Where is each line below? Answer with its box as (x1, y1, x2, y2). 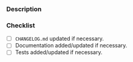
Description (6, 5, 42, 13)
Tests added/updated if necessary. (15, 49, 103, 56)
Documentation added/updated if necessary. (15, 42, 128, 49)
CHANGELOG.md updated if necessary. (15, 35, 104, 43)
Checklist (6, 21, 35, 29)
